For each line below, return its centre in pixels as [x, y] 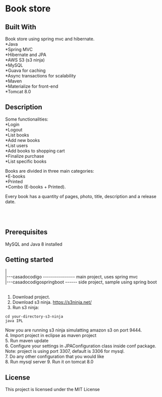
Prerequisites [26, 232]
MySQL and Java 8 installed [34, 244]
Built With [21, 27]
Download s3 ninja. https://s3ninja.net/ [52, 302]
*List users [17, 145]
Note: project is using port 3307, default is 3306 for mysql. [65, 351]
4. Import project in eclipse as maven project [51, 335]
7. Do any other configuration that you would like [55, 357]
